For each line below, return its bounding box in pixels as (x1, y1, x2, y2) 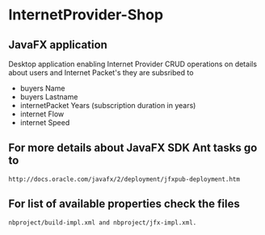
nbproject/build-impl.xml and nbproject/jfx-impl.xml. (8, 218, 197, 227)
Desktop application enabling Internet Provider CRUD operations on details (8, 59, 257, 69)
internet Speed (19, 118, 70, 127)
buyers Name (19, 83, 65, 93)
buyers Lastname (19, 92, 78, 102)
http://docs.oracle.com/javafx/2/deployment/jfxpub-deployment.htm (8, 175, 241, 183)
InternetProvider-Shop (8, 6, 164, 24)
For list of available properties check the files (8, 197, 240, 211)
